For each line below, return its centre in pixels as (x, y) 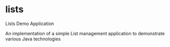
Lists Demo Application (30, 24)
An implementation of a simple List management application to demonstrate (85, 33)
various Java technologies (33, 39)
